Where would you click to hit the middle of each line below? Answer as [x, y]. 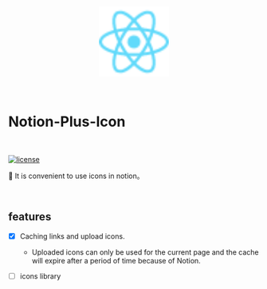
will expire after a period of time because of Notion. [116, 260]
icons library [40, 276]
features [30, 217]
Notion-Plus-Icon [67, 122]
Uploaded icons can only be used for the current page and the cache [145, 252]
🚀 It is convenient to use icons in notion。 [76, 176]
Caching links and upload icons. [72, 236]
